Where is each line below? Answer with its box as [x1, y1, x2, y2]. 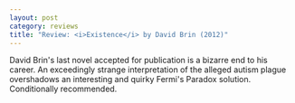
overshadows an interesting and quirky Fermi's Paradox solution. [9, 74, 252, 85]
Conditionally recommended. [9, 83, 118, 95]
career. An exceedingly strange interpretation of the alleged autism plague [9, 64, 287, 75]
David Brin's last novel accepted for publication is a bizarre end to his [9, 55, 269, 66]
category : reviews [9, 22, 79, 31]
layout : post [9, 13, 59, 23]
